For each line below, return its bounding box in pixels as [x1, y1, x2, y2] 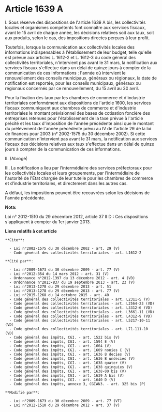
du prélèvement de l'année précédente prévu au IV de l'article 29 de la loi [5, 125, 151, 131]
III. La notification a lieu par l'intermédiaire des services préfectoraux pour [5, 165, 152, 170]
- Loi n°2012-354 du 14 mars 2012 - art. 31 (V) [9, 271, 109, 276]
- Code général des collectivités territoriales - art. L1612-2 [9, 250, 142, 255]
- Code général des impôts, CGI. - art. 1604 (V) [9, 343, 111, 348]
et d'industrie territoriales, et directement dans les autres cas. [5, 180, 128, 186]
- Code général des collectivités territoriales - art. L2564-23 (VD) [9, 301, 155, 306]
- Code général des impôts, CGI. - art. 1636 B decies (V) [9, 352, 131, 357]
